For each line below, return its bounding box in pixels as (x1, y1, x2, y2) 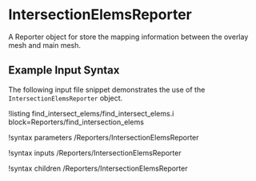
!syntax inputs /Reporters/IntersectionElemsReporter (8, 148, 182, 157)
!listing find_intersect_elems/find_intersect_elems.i (8, 108, 174, 118)
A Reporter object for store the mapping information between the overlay (8, 32, 249, 41)
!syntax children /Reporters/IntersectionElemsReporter (8, 163, 188, 173)
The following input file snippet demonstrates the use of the (8, 85, 206, 94)
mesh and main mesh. (8, 40, 82, 49)
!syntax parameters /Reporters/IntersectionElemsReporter (8, 132, 199, 142)
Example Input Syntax (8, 64, 120, 77)
